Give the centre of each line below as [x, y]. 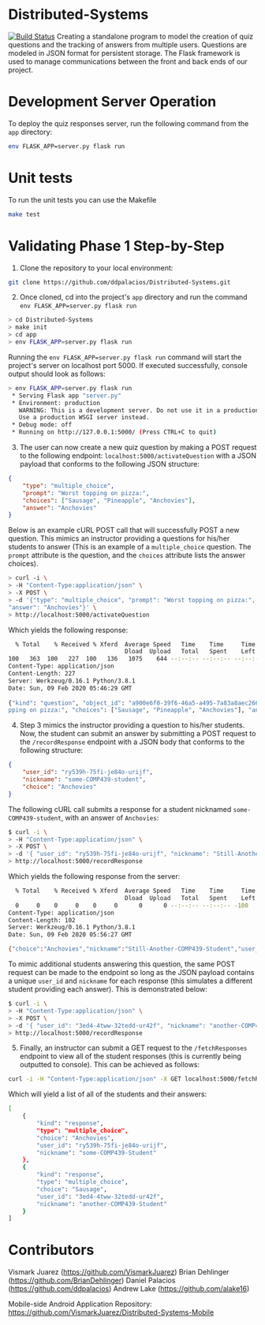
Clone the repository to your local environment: [96, 268]
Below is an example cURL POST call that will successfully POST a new [124, 530]
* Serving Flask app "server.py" [67, 396]
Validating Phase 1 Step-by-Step [116, 246]
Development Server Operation [112, 102]
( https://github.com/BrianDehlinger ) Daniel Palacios [92, 1280]
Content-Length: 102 [42, 920]
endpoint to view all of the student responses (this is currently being [131, 1056]
